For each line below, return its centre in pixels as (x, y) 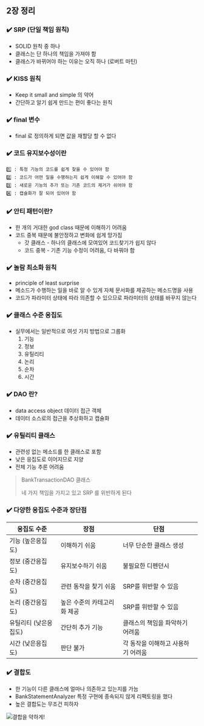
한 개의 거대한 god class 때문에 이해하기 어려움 (71, 227)
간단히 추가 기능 (82, 627)
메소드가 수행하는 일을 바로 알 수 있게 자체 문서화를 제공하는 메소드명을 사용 (104, 290)
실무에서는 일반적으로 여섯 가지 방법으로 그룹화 (70, 331)
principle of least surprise (47, 283)
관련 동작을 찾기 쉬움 (88, 587)
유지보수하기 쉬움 (84, 566)
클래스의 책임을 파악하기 (155, 623)
